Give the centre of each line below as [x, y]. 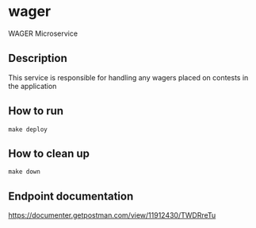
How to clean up [49, 153]
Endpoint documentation [71, 196]
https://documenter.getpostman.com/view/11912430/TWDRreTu [112, 215]
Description [38, 58]
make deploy [28, 129]
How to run [36, 111]
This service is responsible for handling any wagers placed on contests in [128, 77]
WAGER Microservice [43, 33]
